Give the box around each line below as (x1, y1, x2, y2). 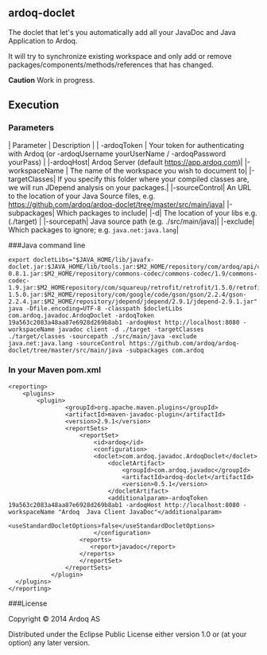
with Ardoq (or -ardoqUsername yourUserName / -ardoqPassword (8, 149, 226, 158)
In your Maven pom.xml (8, 365, 102, 376)
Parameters (8, 123, 54, 134)
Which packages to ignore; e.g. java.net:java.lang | (8, 224, 179, 234)
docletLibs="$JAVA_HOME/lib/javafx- (33, 255, 155, 263)
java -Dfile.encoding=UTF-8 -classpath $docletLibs (8, 304, 183, 313)
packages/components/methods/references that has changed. (8, 60, 214, 69)
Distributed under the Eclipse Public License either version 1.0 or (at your (8, 629, 247, 639)
